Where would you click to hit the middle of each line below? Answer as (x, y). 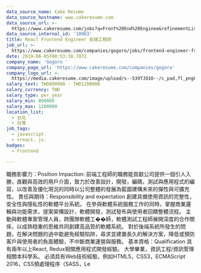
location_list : (25, 112)
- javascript (28, 134)
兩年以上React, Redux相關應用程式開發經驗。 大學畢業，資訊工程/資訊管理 (103, 248)
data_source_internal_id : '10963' (49, 34)
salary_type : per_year (34, 95)
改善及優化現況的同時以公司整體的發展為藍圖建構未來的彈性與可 (100, 189)
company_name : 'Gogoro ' (37, 62)
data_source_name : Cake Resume (45, 12)
